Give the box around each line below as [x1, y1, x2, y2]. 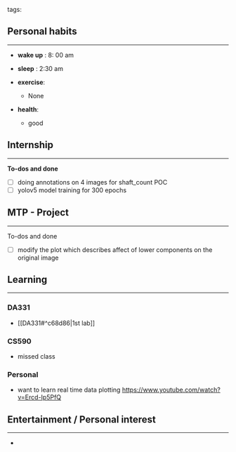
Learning [7, 274, 48, 286]
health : [17, 105, 39, 114]
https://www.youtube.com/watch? [122, 385, 221, 394]
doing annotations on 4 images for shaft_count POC [17, 178, 168, 186]
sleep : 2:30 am [17, 64, 63, 72]
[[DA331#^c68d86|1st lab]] [17, 319, 96, 327]
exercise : [17, 78, 46, 86]
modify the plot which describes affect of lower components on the [17, 245, 213, 254]
